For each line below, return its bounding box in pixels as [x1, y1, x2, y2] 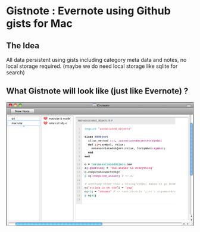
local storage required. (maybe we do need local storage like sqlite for [6, 62, 178, 70]
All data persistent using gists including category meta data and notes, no [6, 57, 187, 63]
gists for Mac [6, 17, 73, 30]
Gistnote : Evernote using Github [6, 4, 171, 18]
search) [6, 69, 25, 76]
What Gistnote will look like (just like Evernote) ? [6, 86, 189, 96]
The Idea [6, 40, 40, 51]
